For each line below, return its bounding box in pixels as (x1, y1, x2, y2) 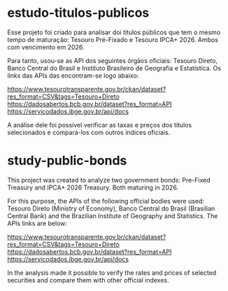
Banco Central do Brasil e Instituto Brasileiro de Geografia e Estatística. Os (7, 64, 222, 72)
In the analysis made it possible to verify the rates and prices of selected (7, 268, 217, 277)
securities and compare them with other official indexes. (7, 276, 169, 284)
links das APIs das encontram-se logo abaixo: (7, 71, 139, 80)
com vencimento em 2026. (7, 43, 85, 51)
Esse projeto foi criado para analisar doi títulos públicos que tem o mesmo (7, 28, 221, 36)
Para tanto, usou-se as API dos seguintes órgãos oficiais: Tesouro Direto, (7, 56, 218, 64)
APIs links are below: (7, 219, 68, 227)
